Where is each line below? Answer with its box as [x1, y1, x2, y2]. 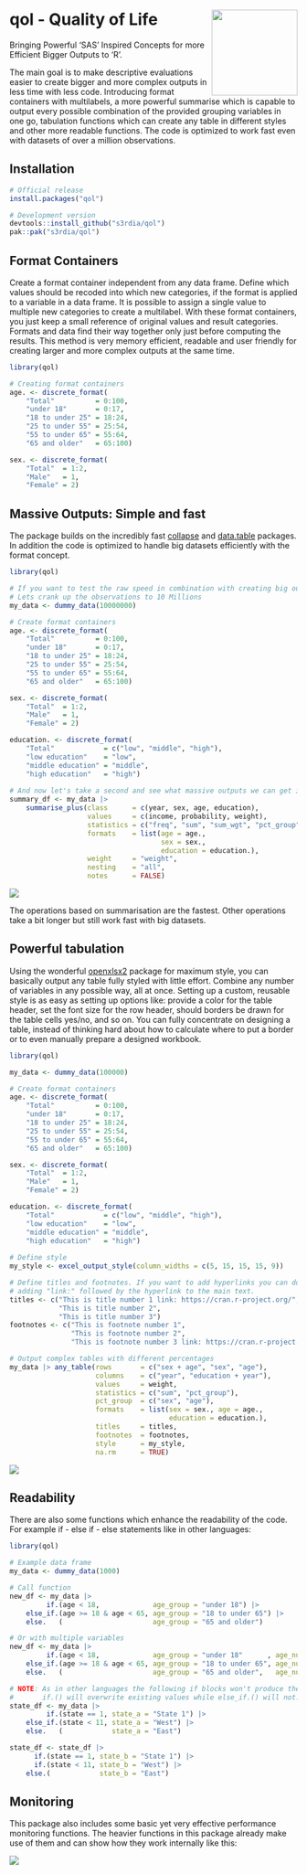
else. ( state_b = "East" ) [26, 1769, 170, 1778]
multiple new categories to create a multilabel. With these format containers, [9, 306, 297, 317]
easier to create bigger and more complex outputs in [9, 76, 207, 87]
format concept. [9, 549, 70, 561]
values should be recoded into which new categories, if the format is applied [9, 286, 298, 297]
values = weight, [95, 1379, 178, 1389]
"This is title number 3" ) [58, 1312, 162, 1321]
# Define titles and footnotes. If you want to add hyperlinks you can [9, 1278, 288, 1288]
